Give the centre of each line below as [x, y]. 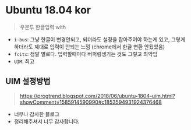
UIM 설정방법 [28, 81]
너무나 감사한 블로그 [36, 114]
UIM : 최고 [24, 61]
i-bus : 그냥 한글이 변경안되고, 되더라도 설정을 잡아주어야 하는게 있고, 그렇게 [100, 39]
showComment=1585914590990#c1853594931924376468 [91, 102]
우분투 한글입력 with [43, 27]
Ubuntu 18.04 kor [48, 10]
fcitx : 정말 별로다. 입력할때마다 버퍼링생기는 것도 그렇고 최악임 [86, 54]
